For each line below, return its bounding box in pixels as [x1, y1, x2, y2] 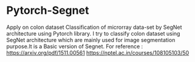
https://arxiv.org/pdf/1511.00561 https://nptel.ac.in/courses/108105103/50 [6, 49, 190, 56]
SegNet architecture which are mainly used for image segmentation [6, 36, 176, 43]
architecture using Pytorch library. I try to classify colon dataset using [6, 29, 180, 37]
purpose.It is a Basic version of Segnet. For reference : [6, 43, 143, 50]
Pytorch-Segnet [6, 4, 89, 17]
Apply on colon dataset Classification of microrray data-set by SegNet [6, 23, 182, 31]
